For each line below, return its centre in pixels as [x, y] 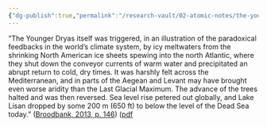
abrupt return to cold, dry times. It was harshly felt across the [108, 71]
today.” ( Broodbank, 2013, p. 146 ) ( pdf [71, 114]
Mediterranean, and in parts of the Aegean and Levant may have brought [128, 80]
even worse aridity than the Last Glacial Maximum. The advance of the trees [133, 89]
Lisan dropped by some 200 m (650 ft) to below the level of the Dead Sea [129, 106]
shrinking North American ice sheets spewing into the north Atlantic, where [131, 55]
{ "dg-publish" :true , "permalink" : [64, 15]
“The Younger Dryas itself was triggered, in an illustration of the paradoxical [132, 38]
